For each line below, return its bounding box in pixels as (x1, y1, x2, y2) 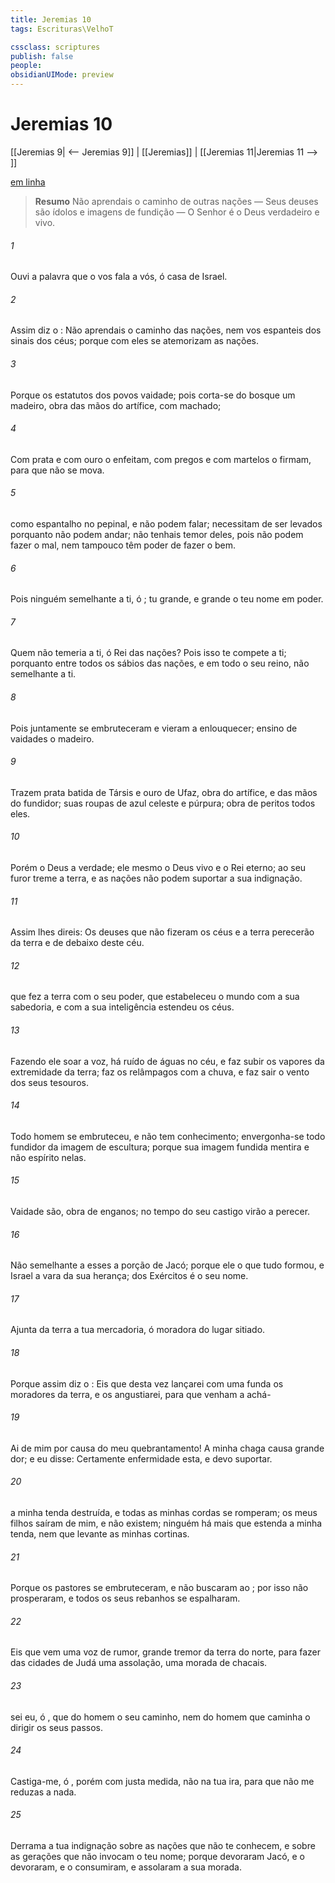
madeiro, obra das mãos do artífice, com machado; (10, 399, 222, 411)
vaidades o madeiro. (10, 732, 95, 745)
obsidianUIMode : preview (10, 70, 114, 80)
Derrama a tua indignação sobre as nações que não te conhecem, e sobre (10, 1840, 316, 1852)
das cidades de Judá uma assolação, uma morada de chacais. (10, 1657, 268, 1669)
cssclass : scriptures (10, 42, 101, 52)
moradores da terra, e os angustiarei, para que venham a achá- (10, 1388, 272, 1400)
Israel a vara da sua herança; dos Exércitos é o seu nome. (10, 1270, 249, 1282)
